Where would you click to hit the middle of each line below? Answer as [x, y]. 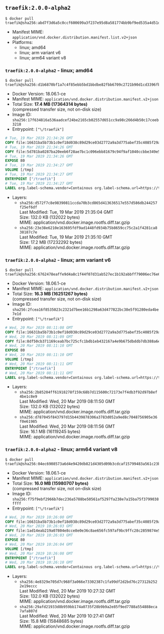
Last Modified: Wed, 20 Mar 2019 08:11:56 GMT [67, 426]
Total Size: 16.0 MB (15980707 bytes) [50, 483]
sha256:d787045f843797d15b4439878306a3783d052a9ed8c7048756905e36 [88, 417]
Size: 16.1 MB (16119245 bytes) [50, 432]
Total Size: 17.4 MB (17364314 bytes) [50, 104]
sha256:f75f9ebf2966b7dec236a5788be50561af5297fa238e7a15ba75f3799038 [85, 499]
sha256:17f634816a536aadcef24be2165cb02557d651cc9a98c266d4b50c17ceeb [85, 120]
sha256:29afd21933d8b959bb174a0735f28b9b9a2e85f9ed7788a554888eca [88, 607]
